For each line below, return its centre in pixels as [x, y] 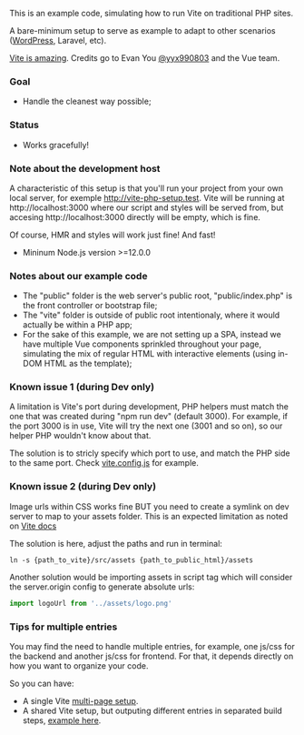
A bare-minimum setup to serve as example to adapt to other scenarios [142, 30]
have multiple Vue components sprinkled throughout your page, [142, 344]
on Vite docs [33, 526]
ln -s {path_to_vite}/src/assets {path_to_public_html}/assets [132, 560]
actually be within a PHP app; [78, 325]
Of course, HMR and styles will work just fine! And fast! [113, 235]
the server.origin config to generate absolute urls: [102, 587]
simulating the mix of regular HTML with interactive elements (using [149, 354]
